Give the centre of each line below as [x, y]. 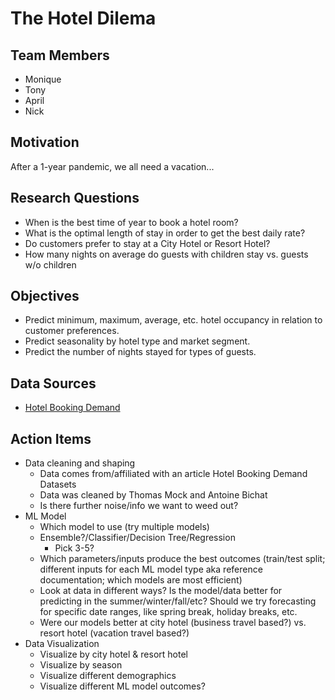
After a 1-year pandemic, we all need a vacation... [112, 166]
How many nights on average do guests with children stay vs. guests [166, 254]
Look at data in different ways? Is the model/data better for [161, 591]
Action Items [51, 438]
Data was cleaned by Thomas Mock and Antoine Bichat [153, 495]
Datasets [58, 484]
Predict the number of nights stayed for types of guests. [140, 352]
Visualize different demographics [108, 676]
